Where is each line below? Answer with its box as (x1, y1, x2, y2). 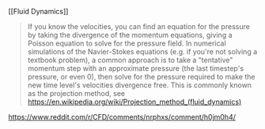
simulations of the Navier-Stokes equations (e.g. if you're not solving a (27, 47, 258, 56)
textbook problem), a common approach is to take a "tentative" (27, 55, 233, 64)
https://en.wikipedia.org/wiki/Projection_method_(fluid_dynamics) (27, 98, 242, 106)
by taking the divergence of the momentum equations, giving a (27, 31, 233, 39)
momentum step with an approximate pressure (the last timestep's (27, 64, 244, 73)
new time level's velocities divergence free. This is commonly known (27, 80, 252, 90)
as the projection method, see (27, 89, 126, 98)
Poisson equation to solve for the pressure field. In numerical (27, 39, 227, 48)
